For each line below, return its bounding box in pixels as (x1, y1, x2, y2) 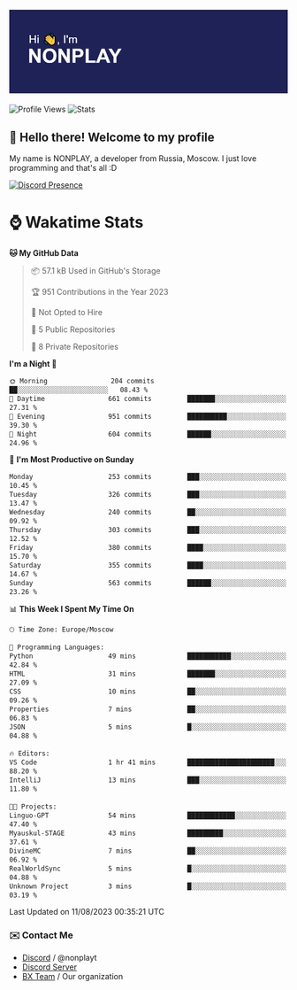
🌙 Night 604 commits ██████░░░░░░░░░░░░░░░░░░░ (9, 429, 287, 438)
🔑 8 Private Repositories (30, 341, 119, 352)
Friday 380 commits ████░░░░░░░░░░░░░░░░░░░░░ (9, 543, 287, 552)
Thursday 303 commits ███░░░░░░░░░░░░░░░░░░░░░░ (9, 525, 287, 534)
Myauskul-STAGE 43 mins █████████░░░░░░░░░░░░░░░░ (9, 829, 287, 838)
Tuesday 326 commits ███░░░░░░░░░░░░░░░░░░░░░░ (9, 490, 287, 499)
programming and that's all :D (9, 163, 118, 173)
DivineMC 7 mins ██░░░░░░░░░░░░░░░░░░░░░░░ (9, 847, 287, 855)
